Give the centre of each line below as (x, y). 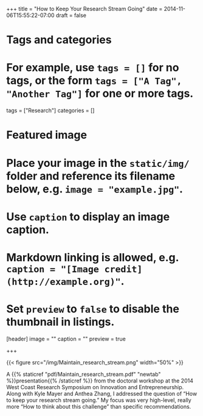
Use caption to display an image (88, 217)
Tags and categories (59, 40)
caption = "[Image (53, 269)
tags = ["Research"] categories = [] (50, 111)
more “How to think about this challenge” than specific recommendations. (99, 406)
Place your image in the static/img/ (98, 163)
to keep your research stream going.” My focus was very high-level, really (99, 400)
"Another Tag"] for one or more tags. (100, 93)
